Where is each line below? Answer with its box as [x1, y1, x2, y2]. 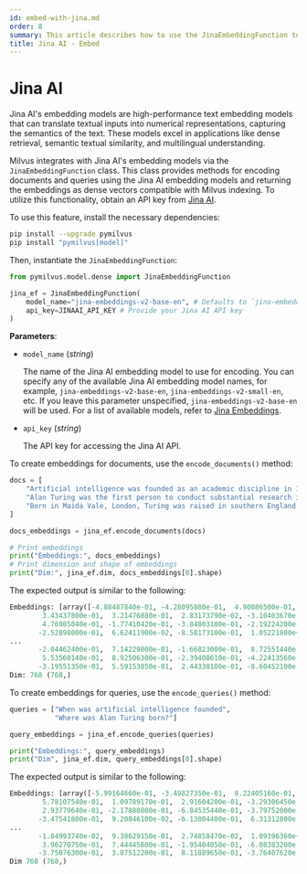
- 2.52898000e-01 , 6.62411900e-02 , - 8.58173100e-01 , [37, 628, 244, 637]
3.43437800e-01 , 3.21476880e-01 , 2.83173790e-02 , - [42, 611, 251, 620]
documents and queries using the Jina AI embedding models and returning [9, 175, 291, 186]
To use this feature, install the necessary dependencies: [9, 212, 221, 223]
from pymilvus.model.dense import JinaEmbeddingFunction [9, 272, 231, 282]
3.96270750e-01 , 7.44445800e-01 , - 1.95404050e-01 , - [42, 840, 251, 849]
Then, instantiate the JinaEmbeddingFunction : [9, 254, 178, 265]
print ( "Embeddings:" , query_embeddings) [9, 746, 166, 755]
